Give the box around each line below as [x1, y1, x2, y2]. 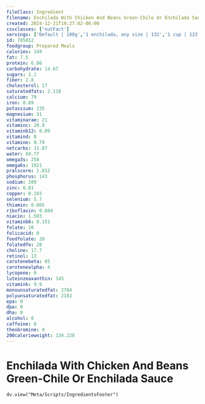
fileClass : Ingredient [6, 9, 64, 15]
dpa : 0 [6, 304, 23, 310]
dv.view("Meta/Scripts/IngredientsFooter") [6, 392, 119, 398]
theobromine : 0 [6, 326, 45, 333]
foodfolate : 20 [6, 236, 45, 242]
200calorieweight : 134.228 [6, 332, 75, 339]
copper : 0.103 [6, 190, 43, 197]
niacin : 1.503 [6, 213, 43, 220]
